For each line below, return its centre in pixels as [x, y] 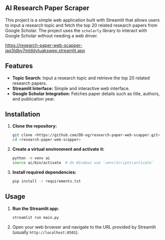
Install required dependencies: [44, 172]
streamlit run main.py [35, 217]
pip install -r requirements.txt [47, 181]
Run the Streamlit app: [35, 208]
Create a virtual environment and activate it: [58, 149]
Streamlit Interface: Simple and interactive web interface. [71, 88]
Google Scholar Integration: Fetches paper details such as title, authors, [86, 94]
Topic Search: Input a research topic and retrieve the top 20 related [81, 78]
